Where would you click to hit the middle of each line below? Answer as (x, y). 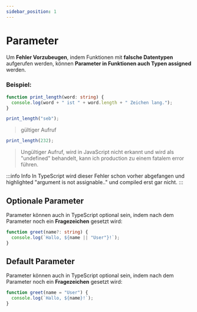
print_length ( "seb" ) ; (33, 119)
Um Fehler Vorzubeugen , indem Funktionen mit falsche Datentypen (90, 57)
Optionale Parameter (45, 201)
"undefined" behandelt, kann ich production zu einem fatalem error (102, 158)
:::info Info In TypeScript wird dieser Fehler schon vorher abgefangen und (95, 176)
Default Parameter (40, 262)
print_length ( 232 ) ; (30, 141)
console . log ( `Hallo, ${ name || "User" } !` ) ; (65, 237)
